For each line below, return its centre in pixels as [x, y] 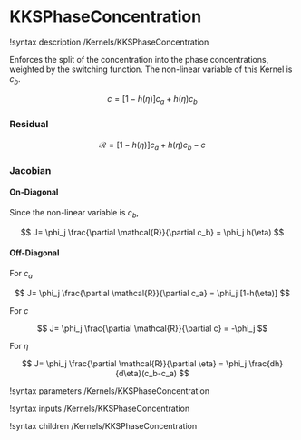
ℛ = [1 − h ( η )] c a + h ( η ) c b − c [152, 145]
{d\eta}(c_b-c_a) [146, 373]
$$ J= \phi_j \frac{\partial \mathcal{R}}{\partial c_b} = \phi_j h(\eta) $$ [152, 232]
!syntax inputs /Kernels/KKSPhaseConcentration [100, 408]
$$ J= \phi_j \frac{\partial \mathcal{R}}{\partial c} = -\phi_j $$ [152, 328]
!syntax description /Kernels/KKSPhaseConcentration [109, 42]
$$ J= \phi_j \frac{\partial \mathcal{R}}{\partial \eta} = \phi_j [134, 363]
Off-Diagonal [34, 253]
